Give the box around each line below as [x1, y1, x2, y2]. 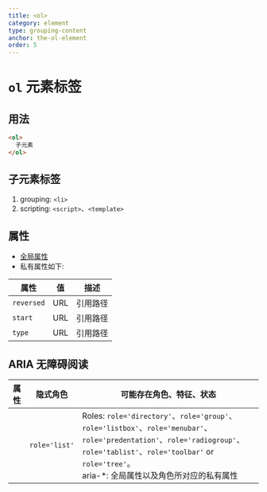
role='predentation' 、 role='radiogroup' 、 [82, 435, 245, 446]
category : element [8, 19, 69, 27]
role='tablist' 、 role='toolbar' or [82, 447, 215, 458]
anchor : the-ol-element [8, 33, 87, 42]
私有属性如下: [19, 262, 64, 271]
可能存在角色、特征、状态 [120, 389, 217, 400]
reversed [12, 299, 45, 307]
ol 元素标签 [8, 78, 82, 96]
